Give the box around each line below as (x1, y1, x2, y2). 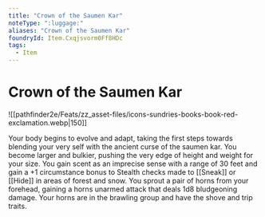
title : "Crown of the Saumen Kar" (8, 11, 124, 20)
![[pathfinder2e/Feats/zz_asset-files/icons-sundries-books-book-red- (8, 109, 239, 119)
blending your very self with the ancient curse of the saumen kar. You (8, 141, 237, 152)
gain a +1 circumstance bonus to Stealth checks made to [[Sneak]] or (8, 167, 236, 176)
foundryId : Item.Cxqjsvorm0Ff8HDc (8, 34, 124, 42)
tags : (8, 41, 26, 49)
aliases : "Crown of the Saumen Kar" (8, 26, 130, 34)
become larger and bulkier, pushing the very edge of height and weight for (8, 150, 254, 160)
